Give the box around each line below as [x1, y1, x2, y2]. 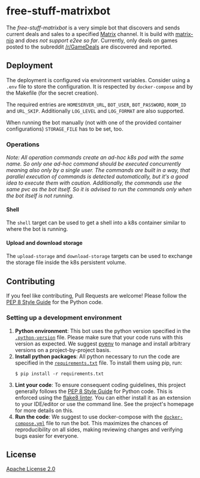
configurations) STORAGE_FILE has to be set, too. [6, 125, 124, 133]
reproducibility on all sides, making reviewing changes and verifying [14, 426, 183, 433]
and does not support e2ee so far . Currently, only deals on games [15, 37, 178, 44]
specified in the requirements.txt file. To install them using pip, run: [14, 359, 183, 366]
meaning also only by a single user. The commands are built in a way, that [6, 167, 190, 174]
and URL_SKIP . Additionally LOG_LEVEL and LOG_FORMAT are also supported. [6, 107, 184, 115]
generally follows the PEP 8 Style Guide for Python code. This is [14, 387, 173, 395]
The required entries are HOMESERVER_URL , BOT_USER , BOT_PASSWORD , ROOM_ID [6, 101, 187, 108]
